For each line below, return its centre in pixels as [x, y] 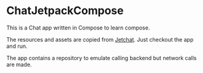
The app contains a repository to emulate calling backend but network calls [101, 58]
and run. [17, 46]
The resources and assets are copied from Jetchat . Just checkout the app [100, 39]
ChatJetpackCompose [65, 11]
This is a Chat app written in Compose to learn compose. [78, 28]
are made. [19, 64]
